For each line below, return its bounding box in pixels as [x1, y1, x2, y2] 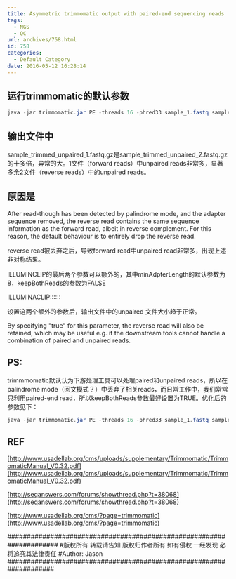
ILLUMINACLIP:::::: [7, 293, 61, 301]
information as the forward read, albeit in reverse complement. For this [7, 224, 212, 232]
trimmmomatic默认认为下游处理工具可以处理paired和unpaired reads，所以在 [7, 376, 228, 385]
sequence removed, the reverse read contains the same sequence [7, 217, 199, 225]
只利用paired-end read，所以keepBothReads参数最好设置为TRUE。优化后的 [7, 394, 227, 402]
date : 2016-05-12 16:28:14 [7, 62, 86, 69]
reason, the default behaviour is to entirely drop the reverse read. [7, 232, 197, 240]
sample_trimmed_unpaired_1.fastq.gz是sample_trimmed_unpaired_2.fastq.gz [7, 150, 228, 159]
